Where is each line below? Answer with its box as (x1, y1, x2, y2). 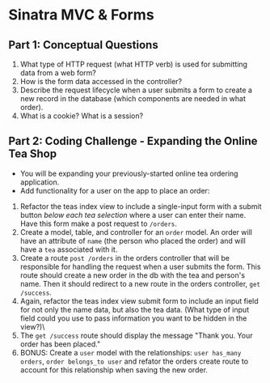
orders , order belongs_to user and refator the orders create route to (19, 356, 249, 366)
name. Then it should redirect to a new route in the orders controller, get (19, 279, 261, 288)
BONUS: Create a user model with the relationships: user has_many (19, 347, 242, 357)
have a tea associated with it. (19, 245, 118, 254)
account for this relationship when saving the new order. (19, 364, 209, 374)
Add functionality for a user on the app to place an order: (19, 185, 210, 195)
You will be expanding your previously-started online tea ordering (19, 168, 238, 178)
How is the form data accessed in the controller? (19, 77, 183, 86)
